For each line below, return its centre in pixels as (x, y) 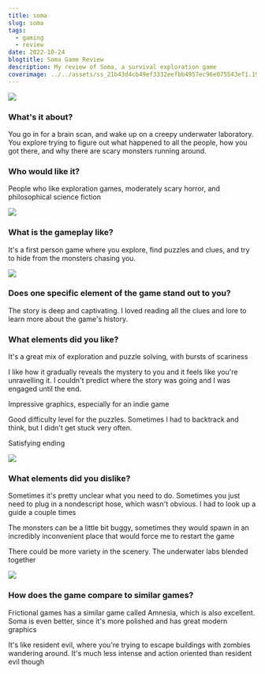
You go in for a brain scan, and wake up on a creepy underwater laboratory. (131, 134)
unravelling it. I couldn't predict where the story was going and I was (119, 381)
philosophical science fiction (54, 197)
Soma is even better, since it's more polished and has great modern (118, 621)
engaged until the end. (45, 389)
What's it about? (41, 117)
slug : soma (26, 23)
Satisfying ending (37, 443)
